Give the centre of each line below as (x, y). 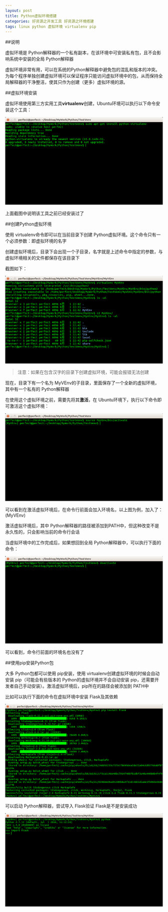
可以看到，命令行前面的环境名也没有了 (44, 652)
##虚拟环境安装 (21, 93)
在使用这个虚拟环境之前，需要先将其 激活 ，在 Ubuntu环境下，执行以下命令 (81, 400)
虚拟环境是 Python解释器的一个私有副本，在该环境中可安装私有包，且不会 (81, 53)
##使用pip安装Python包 (29, 663)
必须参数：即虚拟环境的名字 (38, 241)
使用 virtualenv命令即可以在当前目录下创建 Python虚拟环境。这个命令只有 (81, 235)
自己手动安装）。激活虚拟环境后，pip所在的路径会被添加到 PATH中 (81, 686)
